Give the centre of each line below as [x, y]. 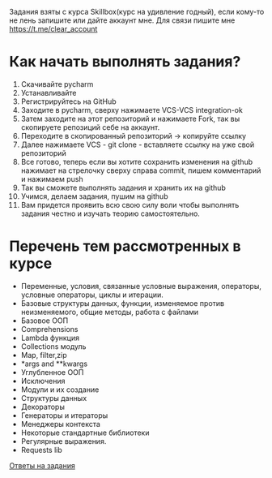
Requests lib [42, 450]
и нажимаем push [52, 179]
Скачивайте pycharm [57, 84]
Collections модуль [53, 346]
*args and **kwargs [54, 364]
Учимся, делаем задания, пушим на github [94, 196]
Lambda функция [50, 338]
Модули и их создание [60, 390]
